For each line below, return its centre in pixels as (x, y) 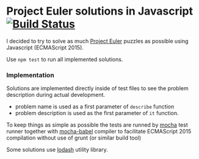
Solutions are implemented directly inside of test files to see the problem (97, 88)
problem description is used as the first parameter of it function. (97, 113)
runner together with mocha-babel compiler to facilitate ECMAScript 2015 (99, 132)
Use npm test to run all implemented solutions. (65, 59)
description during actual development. (56, 95)
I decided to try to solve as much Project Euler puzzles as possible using (97, 41)
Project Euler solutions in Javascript (100, 11)
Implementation (31, 75)
